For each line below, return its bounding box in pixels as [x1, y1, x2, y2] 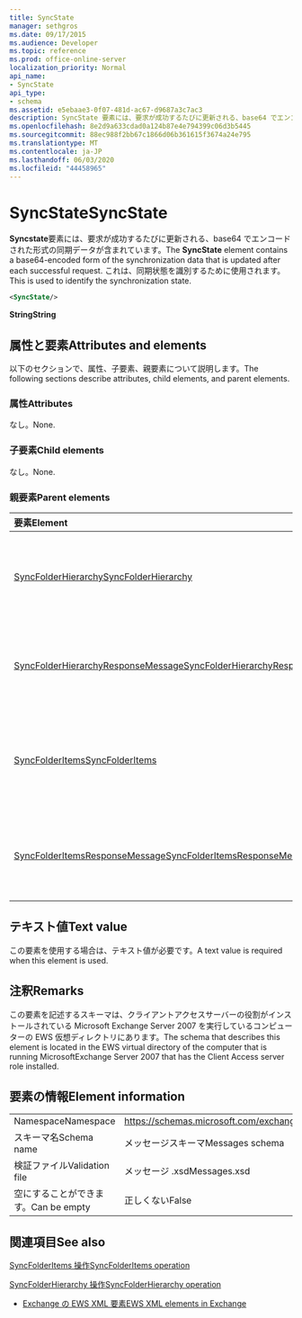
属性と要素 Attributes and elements [9, 337, 207, 353]
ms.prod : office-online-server [9, 55, 127, 64]
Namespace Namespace [13, 1115, 116, 1127]
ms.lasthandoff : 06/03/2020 [9, 155, 115, 165]
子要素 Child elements [9, 444, 105, 457]
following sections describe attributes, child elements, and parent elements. [9, 373, 290, 383]
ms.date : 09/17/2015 [9, 30, 87, 39]
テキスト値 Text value [9, 919, 128, 935]
